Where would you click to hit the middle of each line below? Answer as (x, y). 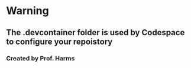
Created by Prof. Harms (41, 58)
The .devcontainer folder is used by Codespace (96, 33)
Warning (27, 11)
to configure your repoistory (59, 41)
